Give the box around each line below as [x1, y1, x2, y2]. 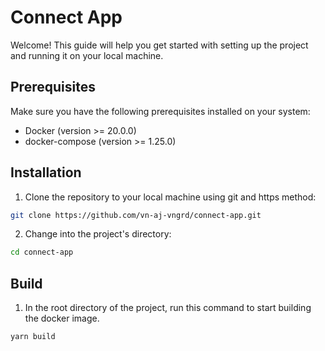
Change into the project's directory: [24, 228, 172, 240]
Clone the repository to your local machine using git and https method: [24, 191, 317, 203]
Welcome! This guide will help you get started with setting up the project [10, 39, 309, 51]
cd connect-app [10, 247, 74, 258]
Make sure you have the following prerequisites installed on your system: [10, 105, 311, 117]
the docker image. [24, 312, 100, 325]
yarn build [10, 332, 56, 342]
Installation [10, 164, 82, 181]
